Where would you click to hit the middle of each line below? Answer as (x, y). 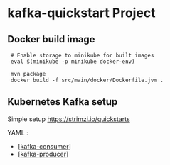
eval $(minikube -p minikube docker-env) (73, 62)
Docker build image (51, 39)
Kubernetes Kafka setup (63, 102)
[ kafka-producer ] (43, 154)
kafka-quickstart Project (81, 13)
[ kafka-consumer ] (44, 146)
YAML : (18, 132)
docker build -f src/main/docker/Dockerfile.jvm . (87, 80)
